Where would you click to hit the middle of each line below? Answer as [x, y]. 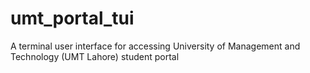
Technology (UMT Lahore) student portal [95, 56]
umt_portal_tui [72, 18]
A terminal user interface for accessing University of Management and [155, 46]
